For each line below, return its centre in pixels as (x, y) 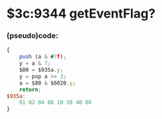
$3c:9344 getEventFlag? (81, 14)
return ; (30, 89)
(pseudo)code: (33, 36)
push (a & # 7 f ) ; (43, 57)
